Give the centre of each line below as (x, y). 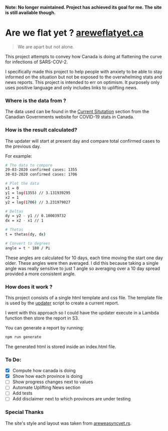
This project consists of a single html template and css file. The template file (84, 297)
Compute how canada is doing (44, 371)
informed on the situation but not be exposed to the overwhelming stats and (83, 77)
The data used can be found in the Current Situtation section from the (77, 112)
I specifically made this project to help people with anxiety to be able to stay (84, 71)
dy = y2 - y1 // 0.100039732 (36, 216)
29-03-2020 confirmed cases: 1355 (41, 170)
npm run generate (23, 337)
